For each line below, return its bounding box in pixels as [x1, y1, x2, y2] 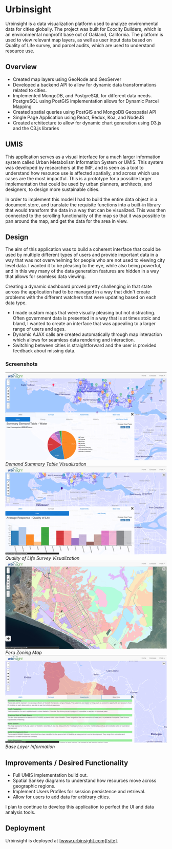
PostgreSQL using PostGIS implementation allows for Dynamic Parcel [12, 98, 159, 104]
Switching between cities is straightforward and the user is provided [12, 342, 157, 349]
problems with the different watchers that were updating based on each [5, 294, 157, 301]
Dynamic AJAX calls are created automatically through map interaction [12, 331, 162, 337]
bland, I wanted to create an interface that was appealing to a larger [12, 321, 156, 327]
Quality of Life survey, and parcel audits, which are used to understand [5, 42, 155, 48]
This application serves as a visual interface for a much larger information [5, 154, 161, 160]
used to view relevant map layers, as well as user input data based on [5, 37, 152, 43]
